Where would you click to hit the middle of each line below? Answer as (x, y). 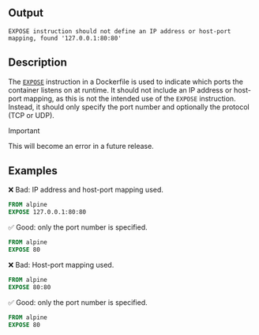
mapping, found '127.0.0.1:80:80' (65, 38)
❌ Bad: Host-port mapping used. (61, 265)
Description (38, 63)
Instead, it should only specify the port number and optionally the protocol (129, 107)
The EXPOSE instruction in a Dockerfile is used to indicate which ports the (126, 82)
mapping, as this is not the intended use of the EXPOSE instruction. (129, 98)
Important (24, 131)
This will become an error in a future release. (81, 146)
